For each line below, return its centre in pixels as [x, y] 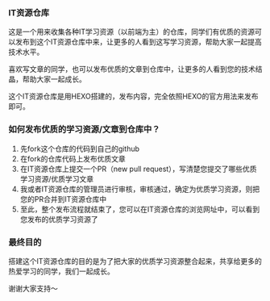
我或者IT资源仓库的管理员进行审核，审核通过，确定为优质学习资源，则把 [140, 189]
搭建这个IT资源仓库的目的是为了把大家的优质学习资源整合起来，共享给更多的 [135, 261]
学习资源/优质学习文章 [57, 178]
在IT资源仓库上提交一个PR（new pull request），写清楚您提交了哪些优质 [138, 169]
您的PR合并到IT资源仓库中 [63, 199]
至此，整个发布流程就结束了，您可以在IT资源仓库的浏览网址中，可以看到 [140, 209]
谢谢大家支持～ [33, 288]
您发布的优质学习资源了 [59, 219]
